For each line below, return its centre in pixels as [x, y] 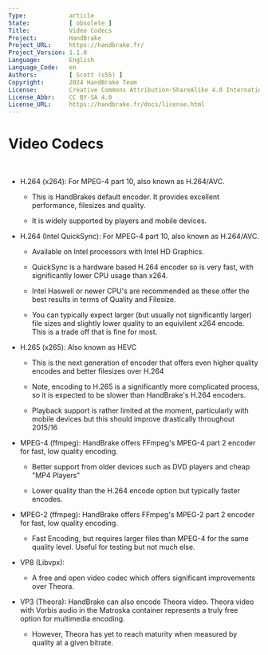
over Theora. [53, 586]
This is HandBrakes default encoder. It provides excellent [126, 197]
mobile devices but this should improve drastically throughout [133, 419]
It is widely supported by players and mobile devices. [119, 221]
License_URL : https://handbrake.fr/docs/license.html [106, 104]
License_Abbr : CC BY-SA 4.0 [60, 97]
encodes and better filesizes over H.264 [98, 371]
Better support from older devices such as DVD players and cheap [141, 467]
